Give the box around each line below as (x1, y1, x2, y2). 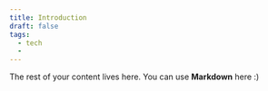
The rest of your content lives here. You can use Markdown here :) (9, 71, 260, 82)
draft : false (9, 22, 59, 31)
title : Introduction (9, 13, 88, 23)
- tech (17, 38, 43, 48)
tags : (9, 30, 30, 39)
